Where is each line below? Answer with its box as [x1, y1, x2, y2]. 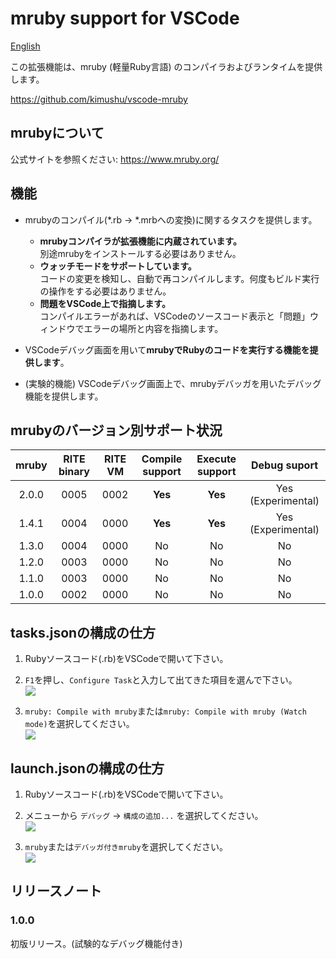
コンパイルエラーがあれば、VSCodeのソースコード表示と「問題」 [39, 310, 310, 322]
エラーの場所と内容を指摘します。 [83, 322, 224, 334]
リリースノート [10, 883, 102, 900]
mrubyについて [10, 125, 105, 142]
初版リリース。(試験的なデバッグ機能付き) [10, 937, 183, 949]
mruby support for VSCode [10, 7, 240, 30]
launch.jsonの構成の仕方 [10, 760, 165, 777]
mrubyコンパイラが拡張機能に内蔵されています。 [39, 235, 242, 247]
